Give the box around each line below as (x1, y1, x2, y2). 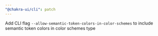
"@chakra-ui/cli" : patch (5, 7, 56, 12)
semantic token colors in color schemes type (5, 25, 96, 31)
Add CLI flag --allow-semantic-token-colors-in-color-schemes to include (5, 20, 153, 26)
